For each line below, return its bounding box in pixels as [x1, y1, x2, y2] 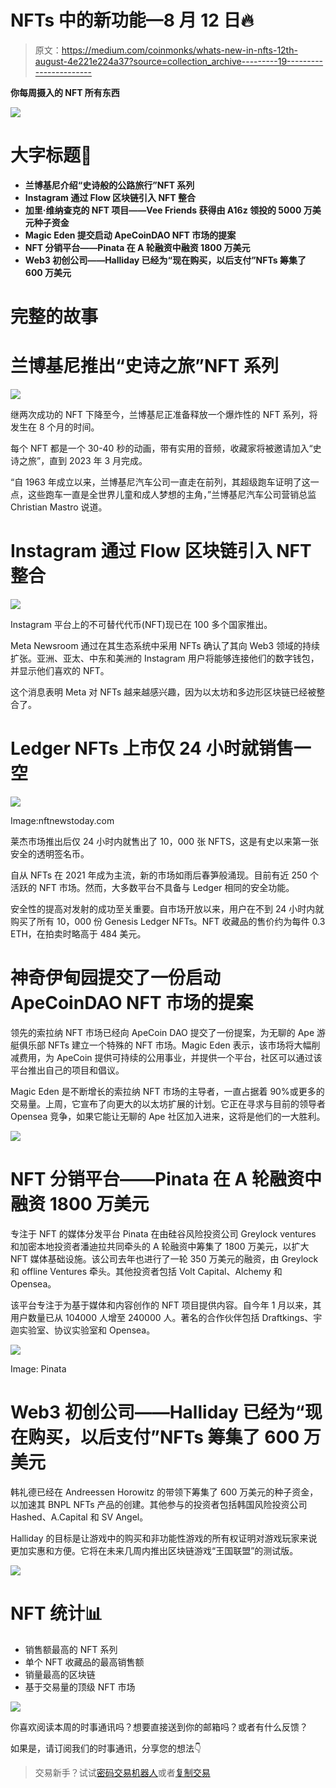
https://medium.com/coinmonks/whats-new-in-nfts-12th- [61, 44, 298, 56]
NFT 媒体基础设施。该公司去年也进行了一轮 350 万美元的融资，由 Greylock [10, 1252, 319, 1265]
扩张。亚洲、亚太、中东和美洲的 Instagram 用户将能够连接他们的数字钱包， [10, 652, 320, 664]
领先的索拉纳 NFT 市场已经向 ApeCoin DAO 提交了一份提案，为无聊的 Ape [10, 1026, 315, 1038]
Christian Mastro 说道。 [10, 501, 108, 513]
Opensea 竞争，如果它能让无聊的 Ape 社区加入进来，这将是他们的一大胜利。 [10, 1110, 326, 1122]
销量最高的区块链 [24, 1668, 96, 1680]
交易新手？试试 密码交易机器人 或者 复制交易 [34, 1766, 211, 1778]
